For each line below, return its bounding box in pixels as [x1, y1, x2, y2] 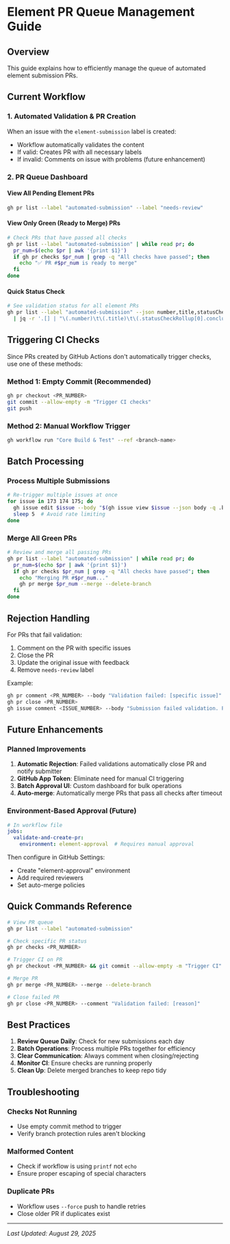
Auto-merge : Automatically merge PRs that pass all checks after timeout [16, 789, 222, 798]
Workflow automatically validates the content [16, 140, 145, 149]
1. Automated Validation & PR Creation [7, 112, 136, 121]
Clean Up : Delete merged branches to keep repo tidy [16, 1066, 167, 1075]
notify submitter [16, 767, 62, 776]
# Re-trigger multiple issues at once [7, 492, 118, 498]
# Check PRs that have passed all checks [7, 234, 127, 241]
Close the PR [16, 651, 54, 659]
